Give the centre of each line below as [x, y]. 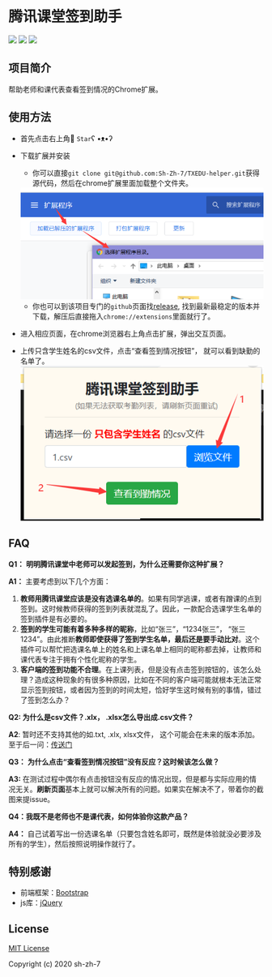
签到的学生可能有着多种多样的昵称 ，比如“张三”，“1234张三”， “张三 [133, 628]
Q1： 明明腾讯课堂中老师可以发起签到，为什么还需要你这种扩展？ [117, 563]
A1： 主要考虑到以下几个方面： [59, 581]
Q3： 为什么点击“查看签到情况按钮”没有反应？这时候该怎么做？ [114, 761]
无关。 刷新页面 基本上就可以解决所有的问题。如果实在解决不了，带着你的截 [139, 789]
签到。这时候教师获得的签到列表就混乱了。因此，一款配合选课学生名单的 [140, 608]
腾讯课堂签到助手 [66, 17]
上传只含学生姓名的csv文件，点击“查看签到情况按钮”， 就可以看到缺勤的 [140, 351]
